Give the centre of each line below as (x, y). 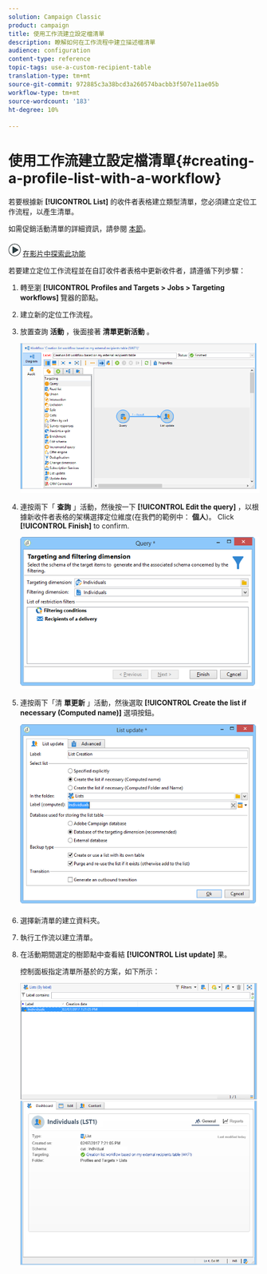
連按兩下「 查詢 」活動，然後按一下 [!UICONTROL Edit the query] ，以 (136, 507)
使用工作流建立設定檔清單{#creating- (132, 161)
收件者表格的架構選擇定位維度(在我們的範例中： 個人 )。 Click (134, 516)
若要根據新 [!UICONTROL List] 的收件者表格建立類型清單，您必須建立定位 (129, 202)
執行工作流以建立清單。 (58, 937)
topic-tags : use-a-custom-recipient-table (80, 68)
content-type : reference (49, 59)
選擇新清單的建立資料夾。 (62, 920)
